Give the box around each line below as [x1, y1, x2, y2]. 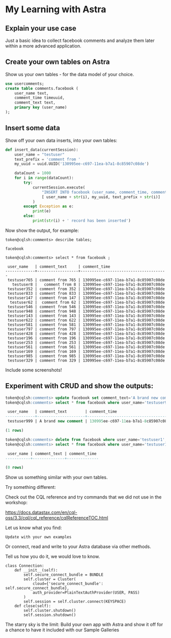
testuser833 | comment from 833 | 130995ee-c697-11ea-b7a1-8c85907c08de [7, 291, 165, 296]
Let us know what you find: [5, 525, 62, 531]
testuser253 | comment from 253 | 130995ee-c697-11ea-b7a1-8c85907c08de [7, 340, 165, 345]
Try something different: [5, 484, 56, 490]
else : [23, 214, 36, 219]
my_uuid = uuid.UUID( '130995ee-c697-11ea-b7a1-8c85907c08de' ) [14, 161, 149, 167]
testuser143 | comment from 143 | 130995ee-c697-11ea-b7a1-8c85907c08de [7, 313, 165, 318]
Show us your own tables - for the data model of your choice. [5, 71, 134, 77]
